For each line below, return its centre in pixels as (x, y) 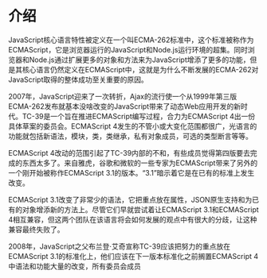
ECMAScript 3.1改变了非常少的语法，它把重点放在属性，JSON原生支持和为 (130, 199)
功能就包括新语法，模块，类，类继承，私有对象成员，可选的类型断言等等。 (130, 136)
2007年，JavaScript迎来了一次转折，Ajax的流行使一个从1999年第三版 (123, 96)
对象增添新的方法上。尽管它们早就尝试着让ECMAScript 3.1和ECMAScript (140, 209)
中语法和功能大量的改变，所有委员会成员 (75, 266)
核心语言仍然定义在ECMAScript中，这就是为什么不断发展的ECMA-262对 (140, 69)
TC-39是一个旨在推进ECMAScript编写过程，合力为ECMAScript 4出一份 (139, 116)
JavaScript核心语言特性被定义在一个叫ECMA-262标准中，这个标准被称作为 (131, 40)
